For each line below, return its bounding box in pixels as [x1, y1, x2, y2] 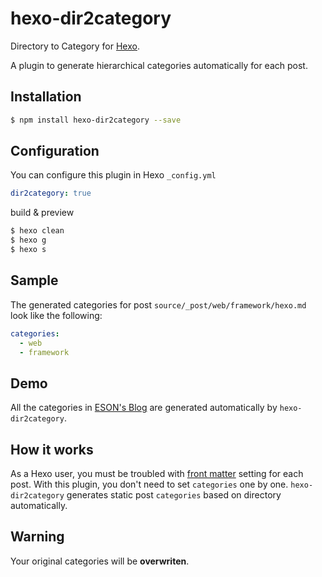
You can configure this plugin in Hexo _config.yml [10, 169, 217, 181]
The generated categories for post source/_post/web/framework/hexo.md [10, 298, 307, 311]
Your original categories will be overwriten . [10, 555, 190, 567]
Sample [10, 272, 59, 289]
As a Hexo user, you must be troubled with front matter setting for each [10, 468, 304, 479]
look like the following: [10, 309, 103, 321]
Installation [10, 88, 82, 106]
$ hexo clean [10, 226, 65, 236]
